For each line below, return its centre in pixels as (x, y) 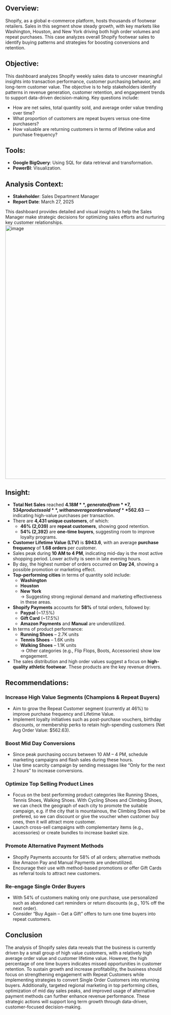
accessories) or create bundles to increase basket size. (70, 833)
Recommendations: (37, 683)
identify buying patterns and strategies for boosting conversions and (77, 42)
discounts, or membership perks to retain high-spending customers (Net (89, 724)
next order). (25, 908)
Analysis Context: (34, 184)
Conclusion (24, 935)
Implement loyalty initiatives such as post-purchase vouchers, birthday (87, 719)
